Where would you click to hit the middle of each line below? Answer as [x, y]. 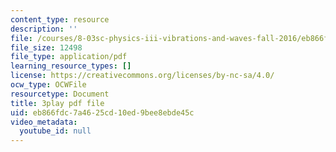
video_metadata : [44, 122]
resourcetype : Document [60, 94]
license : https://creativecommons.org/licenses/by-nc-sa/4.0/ [142, 76]
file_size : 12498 [46, 47]
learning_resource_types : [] [71, 66]
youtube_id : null [55, 131]
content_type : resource [60, 19]
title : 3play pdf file [57, 103]
